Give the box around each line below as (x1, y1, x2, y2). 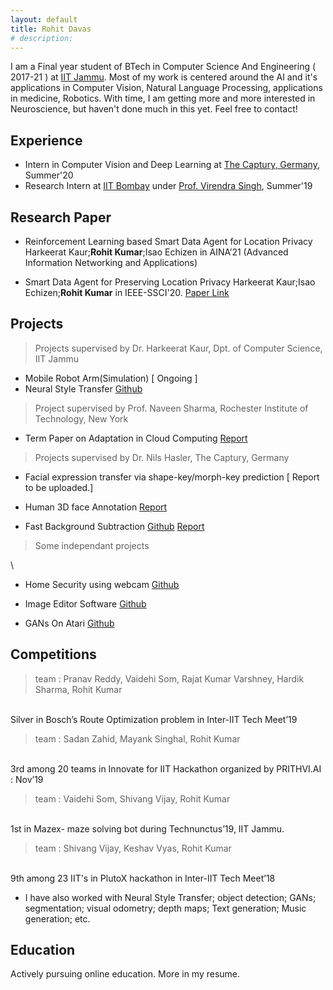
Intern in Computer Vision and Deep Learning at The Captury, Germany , (24, 159, 320, 171)
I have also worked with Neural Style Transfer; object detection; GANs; (24, 891, 317, 903)
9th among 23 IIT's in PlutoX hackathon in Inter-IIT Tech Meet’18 (10, 872, 276, 884)
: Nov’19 (10, 773, 44, 785)
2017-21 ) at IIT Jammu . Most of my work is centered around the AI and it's (10, 71, 318, 83)
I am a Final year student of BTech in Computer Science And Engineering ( (10, 61, 317, 73)
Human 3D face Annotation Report (24, 501, 168, 513)
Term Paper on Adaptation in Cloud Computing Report (24, 432, 248, 444)
